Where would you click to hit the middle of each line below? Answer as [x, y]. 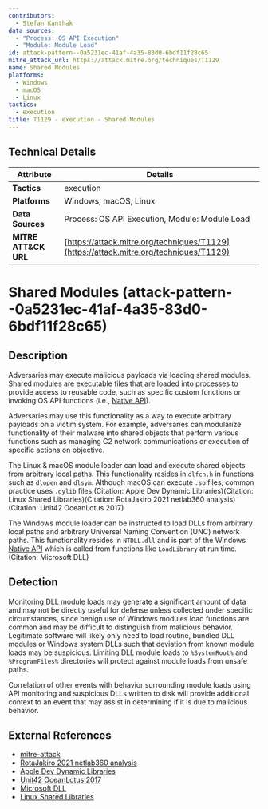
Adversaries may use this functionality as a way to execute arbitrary [120, 415]
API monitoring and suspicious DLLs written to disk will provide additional [129, 693]
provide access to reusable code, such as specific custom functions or [125, 391]
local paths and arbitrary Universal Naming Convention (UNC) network [124, 531]
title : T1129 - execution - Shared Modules [82, 120]
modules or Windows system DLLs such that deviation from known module [131, 644]
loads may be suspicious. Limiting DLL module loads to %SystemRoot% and [128, 652]
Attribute [34, 174]
